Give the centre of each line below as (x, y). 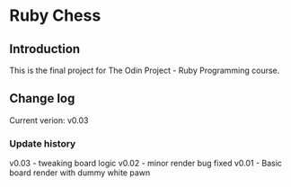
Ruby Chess (55, 16)
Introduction (45, 49)
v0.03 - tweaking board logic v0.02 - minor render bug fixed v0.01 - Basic (146, 164)
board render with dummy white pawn (80, 173)
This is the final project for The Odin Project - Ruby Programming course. (145, 70)
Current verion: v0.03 (49, 120)
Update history (43, 143)
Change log (42, 98)
